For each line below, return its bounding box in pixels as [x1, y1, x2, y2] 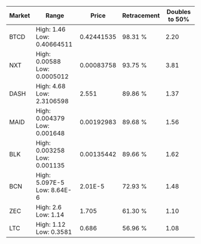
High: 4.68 [35, 82, 66, 90]
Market [9, 11, 31, 20]
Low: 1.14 [35, 211, 65, 219]
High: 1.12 [35, 221, 66, 228]
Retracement [122, 11, 160, 20]
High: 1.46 [35, 25, 66, 33]
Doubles [166, 8, 191, 16]
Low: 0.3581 [35, 228, 72, 236]
